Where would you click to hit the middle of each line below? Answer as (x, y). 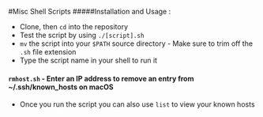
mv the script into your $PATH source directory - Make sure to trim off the (136, 43)
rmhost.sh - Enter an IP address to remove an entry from (101, 78)
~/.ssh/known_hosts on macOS (61, 87)
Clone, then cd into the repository (74, 26)
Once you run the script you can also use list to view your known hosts (137, 104)
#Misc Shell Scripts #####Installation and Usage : (90, 11)
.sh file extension (48, 52)
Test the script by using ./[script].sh (82, 35)
